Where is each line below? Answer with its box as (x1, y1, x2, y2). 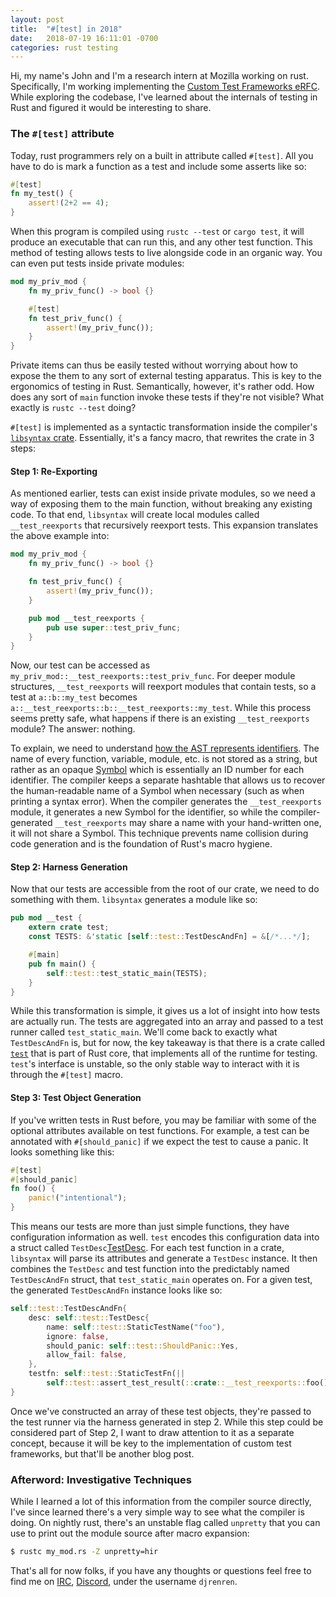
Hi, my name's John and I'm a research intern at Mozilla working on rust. (10, 70, 309, 82)
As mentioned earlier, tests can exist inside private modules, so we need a (10, 487, 316, 500)
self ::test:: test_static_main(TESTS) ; (46, 968, 208, 978)
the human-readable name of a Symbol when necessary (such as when (10, 785, 305, 797)
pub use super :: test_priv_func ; (46, 622, 182, 633)
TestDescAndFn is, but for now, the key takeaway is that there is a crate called (10, 1037, 326, 1049)
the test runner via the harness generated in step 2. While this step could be (10, 1416, 324, 1428)
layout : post (10, 14, 65, 25)
